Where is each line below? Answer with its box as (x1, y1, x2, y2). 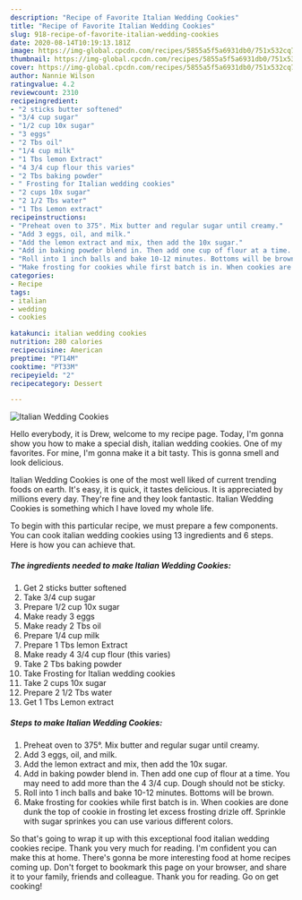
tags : (10, 287, 30, 296)
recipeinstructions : (10, 212, 88, 222)
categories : (10, 271, 55, 280)
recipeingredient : (10, 96, 79, 106)
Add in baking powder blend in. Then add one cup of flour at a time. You (22, 768, 290, 779)
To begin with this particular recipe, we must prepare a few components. (10, 520, 279, 531)
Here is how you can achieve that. (10, 539, 136, 551)
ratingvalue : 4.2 (10, 80, 75, 89)
